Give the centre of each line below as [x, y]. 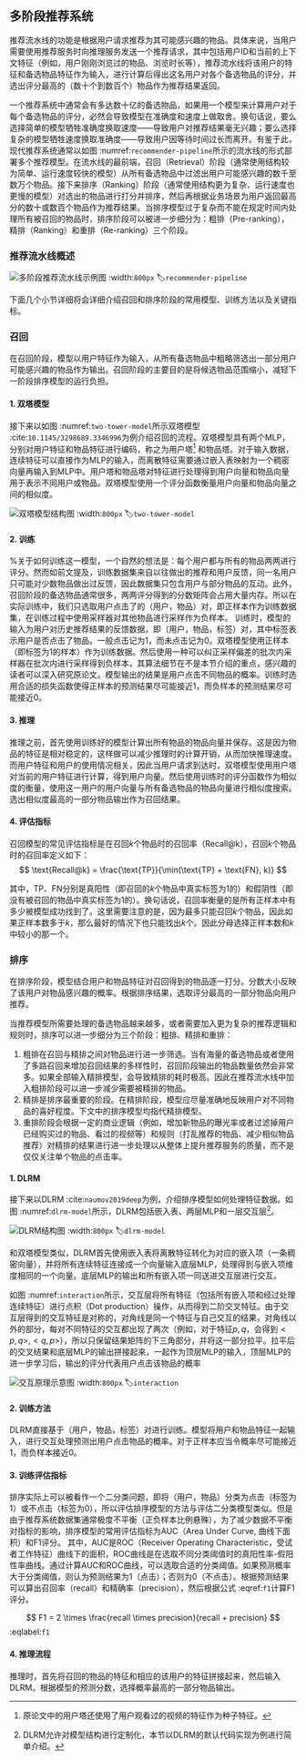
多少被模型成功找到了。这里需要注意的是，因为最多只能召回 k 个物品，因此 [147, 911]
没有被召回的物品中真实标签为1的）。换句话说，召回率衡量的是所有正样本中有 [153, 900]
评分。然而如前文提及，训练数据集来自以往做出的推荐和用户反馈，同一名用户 [153, 573]
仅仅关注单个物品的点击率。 [75, 1157]
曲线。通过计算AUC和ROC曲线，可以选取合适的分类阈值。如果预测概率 [158, 1565]
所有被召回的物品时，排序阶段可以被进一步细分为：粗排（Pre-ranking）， [153, 219]
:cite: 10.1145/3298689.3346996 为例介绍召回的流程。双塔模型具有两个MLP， [150, 437]
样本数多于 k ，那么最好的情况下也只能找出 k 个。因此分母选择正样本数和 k [159, 922]
